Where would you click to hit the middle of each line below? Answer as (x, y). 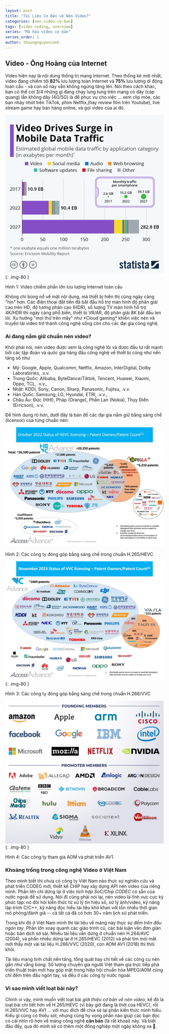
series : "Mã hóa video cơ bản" (38, 32)
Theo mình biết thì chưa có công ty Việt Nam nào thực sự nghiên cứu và (80, 881)
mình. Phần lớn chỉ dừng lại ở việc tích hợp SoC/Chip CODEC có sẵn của (80, 892)
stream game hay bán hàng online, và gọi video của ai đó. (65, 108)
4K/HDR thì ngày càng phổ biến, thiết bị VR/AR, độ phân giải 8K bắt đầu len (83, 313)
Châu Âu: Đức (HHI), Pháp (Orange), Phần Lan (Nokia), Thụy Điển (80, 400)
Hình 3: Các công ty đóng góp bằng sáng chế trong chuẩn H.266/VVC (78, 693)
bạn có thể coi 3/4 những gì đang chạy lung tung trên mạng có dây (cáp (80, 92)
